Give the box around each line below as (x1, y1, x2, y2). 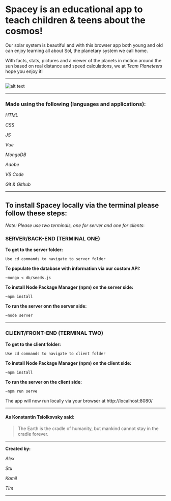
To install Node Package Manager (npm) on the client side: (5, 360, 132, 366)
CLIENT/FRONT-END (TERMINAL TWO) (5, 330, 103, 337)
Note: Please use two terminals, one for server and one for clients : (5, 222, 145, 229)
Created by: (5, 445, 31, 452)
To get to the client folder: (5, 341, 61, 347)
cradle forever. (17, 431, 49, 437)
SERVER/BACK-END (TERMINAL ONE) (5, 235, 100, 242)
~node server (5, 313, 33, 318)
